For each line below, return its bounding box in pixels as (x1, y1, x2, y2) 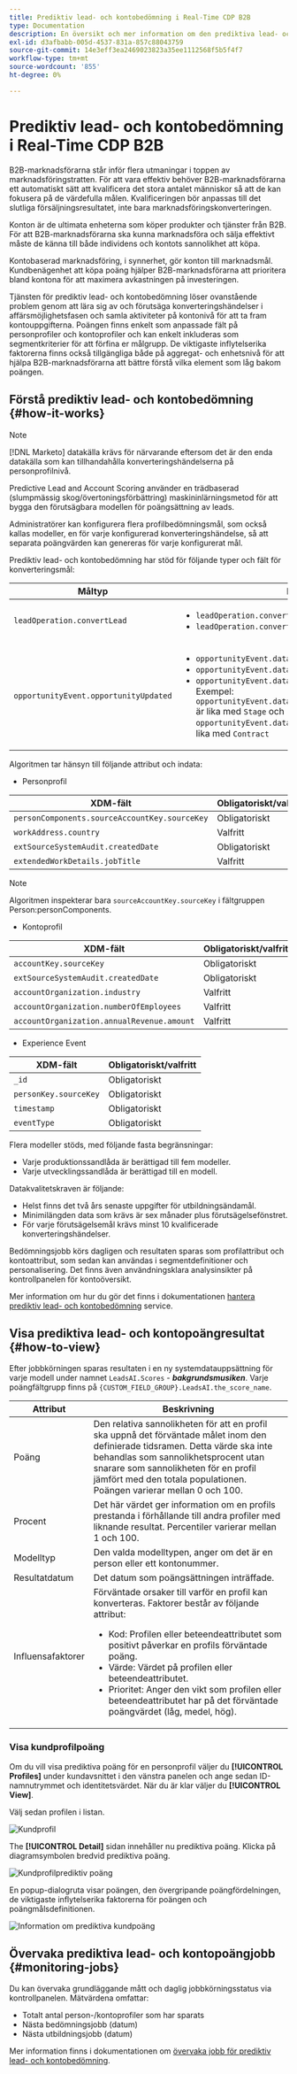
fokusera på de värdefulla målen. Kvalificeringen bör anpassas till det (9, 192, 262, 204)
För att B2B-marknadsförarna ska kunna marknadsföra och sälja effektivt (9, 228, 276, 239)
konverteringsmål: (9, 564, 75, 574)
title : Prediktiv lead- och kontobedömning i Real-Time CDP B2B (9, 12, 251, 22)
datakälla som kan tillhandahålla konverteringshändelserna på (9, 456, 234, 466)
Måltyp (77, 585, 109, 598)
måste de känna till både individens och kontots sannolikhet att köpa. (9, 238, 261, 249)
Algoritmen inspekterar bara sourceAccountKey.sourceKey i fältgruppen (9, 895, 265, 906)
